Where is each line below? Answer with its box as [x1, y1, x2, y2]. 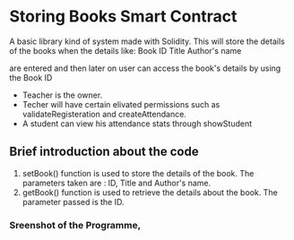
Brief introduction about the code [9, 144, 199, 159]
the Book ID [9, 72, 53, 82]
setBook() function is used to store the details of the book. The [22, 167, 255, 178]
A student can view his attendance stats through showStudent [22, 118, 253, 129]
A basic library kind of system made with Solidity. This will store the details [9, 36, 285, 47]
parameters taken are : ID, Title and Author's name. [22, 177, 212, 188]
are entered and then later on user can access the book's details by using [9, 63, 281, 73]
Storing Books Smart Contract [9, 6, 238, 27]
